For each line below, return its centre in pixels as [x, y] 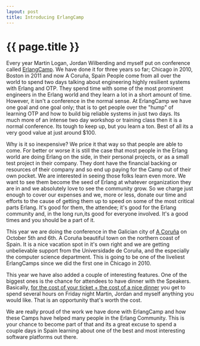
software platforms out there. [42, 337]
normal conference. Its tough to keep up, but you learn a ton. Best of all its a [100, 126]
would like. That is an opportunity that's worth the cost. [74, 300]
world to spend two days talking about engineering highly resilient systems [98, 82]
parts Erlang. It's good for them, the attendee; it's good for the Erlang [91, 208]
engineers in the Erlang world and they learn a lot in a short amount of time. [99, 95]
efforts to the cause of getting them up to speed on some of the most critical [100, 201]
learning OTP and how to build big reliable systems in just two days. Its [93, 114]
